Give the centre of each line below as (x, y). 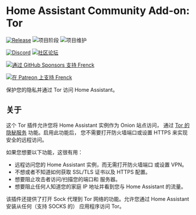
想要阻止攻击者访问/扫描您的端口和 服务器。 (68, 179)
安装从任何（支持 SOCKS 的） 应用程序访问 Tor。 (65, 206)
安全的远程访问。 (27, 140)
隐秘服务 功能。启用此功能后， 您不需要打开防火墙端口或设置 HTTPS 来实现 (97, 132)
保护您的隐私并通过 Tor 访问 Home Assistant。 (62, 89)
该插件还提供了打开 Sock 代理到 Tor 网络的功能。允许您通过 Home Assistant (98, 199)
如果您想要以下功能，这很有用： (44, 152)
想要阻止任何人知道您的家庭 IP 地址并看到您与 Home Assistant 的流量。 (100, 186)
